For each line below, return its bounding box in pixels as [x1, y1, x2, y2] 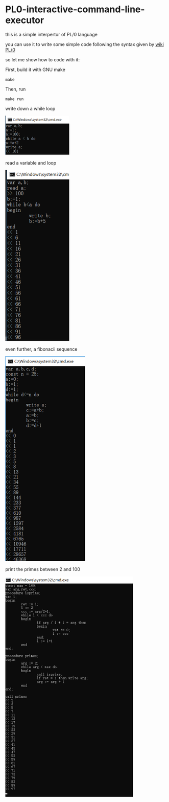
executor [5, 14, 44, 26]
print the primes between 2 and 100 [5, 566, 80, 572]
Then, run [5, 86, 26, 92]
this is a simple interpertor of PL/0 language [5, 31, 98, 37]
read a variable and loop [5, 159, 57, 166]
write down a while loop [5, 105, 56, 111]
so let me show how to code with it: [5, 56, 80, 62]
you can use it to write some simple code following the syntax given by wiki [5, 41, 164, 47]
